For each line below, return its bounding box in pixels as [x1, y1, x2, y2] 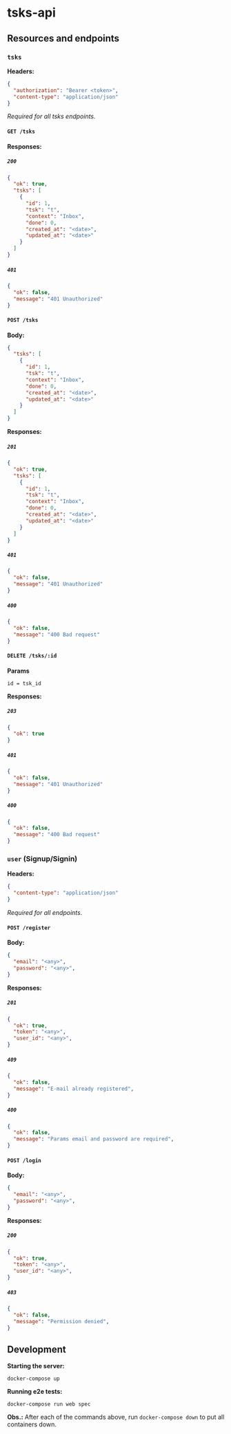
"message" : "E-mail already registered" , [13, 1085, 134, 1092]
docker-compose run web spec [7, 1401, 91, 1408]
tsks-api [7, 5, 57, 21]
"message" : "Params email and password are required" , [13, 1136, 174, 1143]
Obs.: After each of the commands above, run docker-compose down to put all [7, 1413, 225, 1422]
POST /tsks [7, 316, 39, 323]
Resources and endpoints [7, 33, 119, 44]
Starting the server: [7, 1362, 65, 1370]
